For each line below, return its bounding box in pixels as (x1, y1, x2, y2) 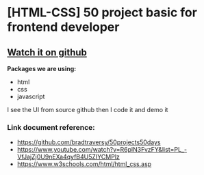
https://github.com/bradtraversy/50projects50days (16, 138, 161, 146)
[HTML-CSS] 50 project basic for (7, 5, 197, 21)
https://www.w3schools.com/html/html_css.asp (16, 160, 152, 168)
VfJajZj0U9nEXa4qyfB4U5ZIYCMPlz (16, 152, 120, 161)
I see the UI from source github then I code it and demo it (7, 106, 168, 113)
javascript (16, 92, 45, 100)
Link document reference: (7, 122, 96, 132)
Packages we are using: (7, 65, 77, 72)
